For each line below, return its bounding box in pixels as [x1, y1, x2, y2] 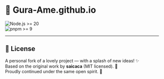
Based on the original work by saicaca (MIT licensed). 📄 [5, 63, 118, 69]
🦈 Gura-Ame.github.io [5, 4, 96, 16]
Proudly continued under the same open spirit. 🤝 [5, 68, 102, 74]
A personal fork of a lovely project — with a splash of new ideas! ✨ [5, 57, 140, 63]
